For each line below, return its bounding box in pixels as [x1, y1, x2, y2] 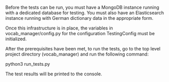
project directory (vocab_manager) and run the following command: [5, 51, 149, 57]
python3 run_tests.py [5, 61, 50, 67]
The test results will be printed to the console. [5, 71, 102, 77]
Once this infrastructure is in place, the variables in [5, 25, 113, 31]
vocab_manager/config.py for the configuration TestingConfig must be [5, 31, 155, 36]
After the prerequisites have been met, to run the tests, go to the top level [5, 46, 161, 51]
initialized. [5, 36, 27, 42]
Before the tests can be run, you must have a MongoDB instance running [5, 5, 159, 10]
